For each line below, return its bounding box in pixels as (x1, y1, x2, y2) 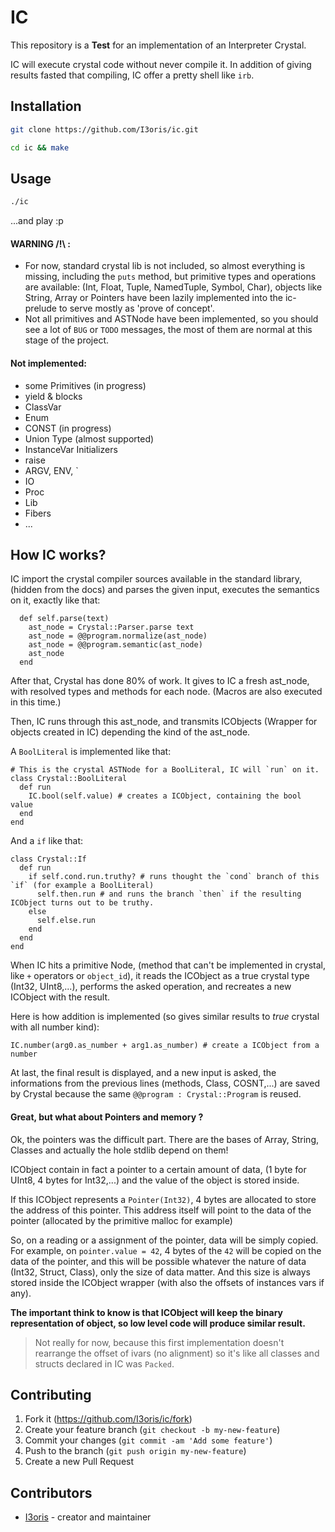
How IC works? (10, 546, 107, 563)
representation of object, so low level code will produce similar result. (10, 1317, 306, 1329)
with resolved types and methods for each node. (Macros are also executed (10, 686, 323, 698)
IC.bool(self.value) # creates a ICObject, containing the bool (28, 791, 302, 801)
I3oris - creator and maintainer (24, 1511, 152, 1523)
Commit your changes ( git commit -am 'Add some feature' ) (24, 1434, 273, 1446)
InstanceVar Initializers (24, 443, 118, 455)
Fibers (24, 507, 52, 519)
